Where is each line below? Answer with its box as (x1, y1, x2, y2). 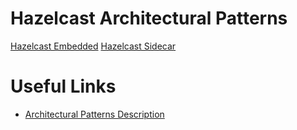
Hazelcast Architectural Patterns (10, 7, 288, 30)
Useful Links (10, 75, 117, 98)
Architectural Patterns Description (24, 108, 165, 120)
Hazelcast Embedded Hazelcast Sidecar (10, 40, 177, 52)
